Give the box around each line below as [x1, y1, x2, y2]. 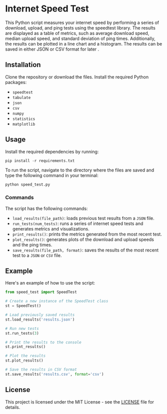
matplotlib [12, 121, 35, 126]
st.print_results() [5, 344, 46, 349]
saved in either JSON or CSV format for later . [5, 46, 99, 52]
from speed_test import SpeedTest [5, 289, 77, 295]
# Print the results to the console [5, 339, 81, 345]
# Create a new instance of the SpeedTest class [5, 298, 108, 304]
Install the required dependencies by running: [5, 148, 99, 154]
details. [5, 404, 20, 410]
